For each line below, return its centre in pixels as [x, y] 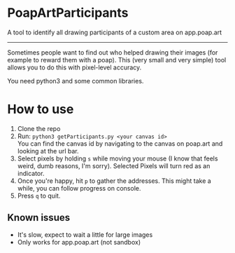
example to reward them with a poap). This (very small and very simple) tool [117, 60]
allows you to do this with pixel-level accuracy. [74, 67]
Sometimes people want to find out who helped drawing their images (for [113, 52]
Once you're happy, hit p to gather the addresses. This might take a [114, 181]
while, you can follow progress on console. [79, 188]
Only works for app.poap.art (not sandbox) [79, 242]
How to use [41, 109]
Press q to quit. [39, 196]
